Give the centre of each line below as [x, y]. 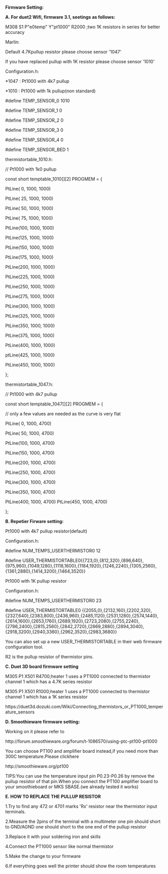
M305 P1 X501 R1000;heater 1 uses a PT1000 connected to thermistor [78, 691]
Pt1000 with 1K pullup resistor [36, 581]
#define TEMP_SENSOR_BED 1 [37, 149]
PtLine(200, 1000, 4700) [31, 462]
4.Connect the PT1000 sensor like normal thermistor [60, 846]
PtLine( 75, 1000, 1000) [29, 218]
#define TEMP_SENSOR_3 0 [34, 130]
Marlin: [13, 42]
